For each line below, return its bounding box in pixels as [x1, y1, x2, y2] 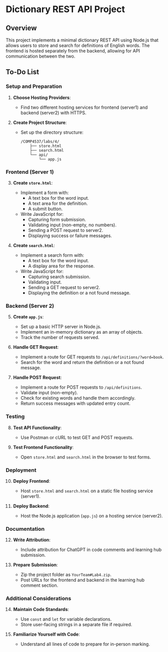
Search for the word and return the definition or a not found [20, 359, 144, 365]
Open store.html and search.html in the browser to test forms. [20, 454, 151, 460]
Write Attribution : [13, 537, 51, 543]
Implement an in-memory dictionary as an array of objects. [20, 329, 143, 335]
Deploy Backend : [13, 503, 50, 509]
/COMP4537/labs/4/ [20, 139, 60, 144]
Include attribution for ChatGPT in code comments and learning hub [20, 547, 162, 553]
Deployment [6, 467, 37, 474]
